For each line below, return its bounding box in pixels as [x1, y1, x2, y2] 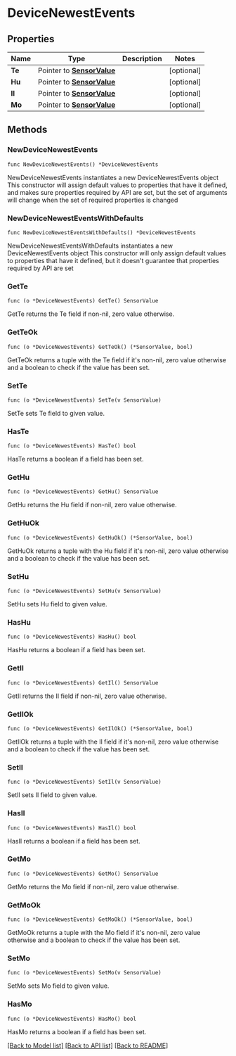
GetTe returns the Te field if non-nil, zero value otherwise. [7, 310, 175, 318]
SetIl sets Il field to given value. [7, 791, 98, 799]
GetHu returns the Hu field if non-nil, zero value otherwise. [7, 501, 177, 509]
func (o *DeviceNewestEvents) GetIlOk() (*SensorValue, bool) [7, 725, 193, 732]
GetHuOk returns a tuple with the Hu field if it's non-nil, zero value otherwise [7, 547, 230, 555]
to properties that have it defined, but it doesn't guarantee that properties [7, 256, 220, 265]
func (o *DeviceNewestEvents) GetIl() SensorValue [7, 679, 159, 687]
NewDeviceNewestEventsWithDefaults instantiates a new [7, 241, 173, 250]
